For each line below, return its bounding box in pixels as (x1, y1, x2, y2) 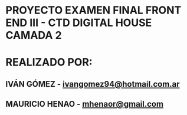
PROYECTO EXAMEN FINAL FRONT (5, 4, 182, 17)
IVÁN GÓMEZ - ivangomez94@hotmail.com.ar (5, 79, 181, 89)
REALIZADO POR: (5, 55, 93, 69)
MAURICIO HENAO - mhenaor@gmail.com (5, 99, 163, 109)
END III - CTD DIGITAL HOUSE (5, 16, 152, 29)
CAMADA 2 (5, 29, 63, 42)
